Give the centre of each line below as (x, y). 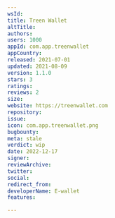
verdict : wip (26, 145)
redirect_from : (29, 184)
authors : (20, 34)
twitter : (20, 171)
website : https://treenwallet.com (58, 106)
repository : (25, 112)
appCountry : (25, 54)
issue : (17, 119)
